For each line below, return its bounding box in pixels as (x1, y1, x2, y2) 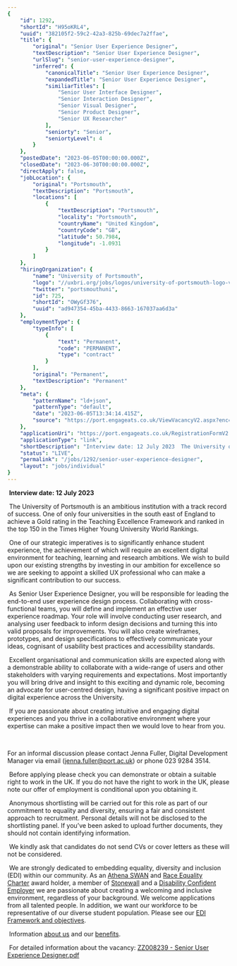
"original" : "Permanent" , (32, 371, 109, 378)
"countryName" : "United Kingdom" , (57, 220, 159, 227)
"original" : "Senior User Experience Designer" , (32, 43, 178, 50)
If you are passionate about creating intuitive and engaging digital (8, 707, 200, 715)
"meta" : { (20, 391, 49, 398)
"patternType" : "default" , (32, 403, 112, 411)
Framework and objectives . (7, 916, 87, 924)
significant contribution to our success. (7, 575, 121, 584)
